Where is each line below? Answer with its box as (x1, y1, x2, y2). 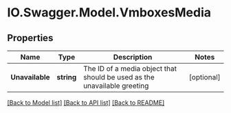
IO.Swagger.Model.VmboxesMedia (7, 5, 212, 21)
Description (113, 53, 153, 62)
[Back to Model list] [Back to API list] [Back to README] (7, 99, 165, 107)
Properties (7, 32, 54, 44)
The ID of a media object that (83, 64, 177, 73)
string (56, 73, 77, 81)
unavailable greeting (83, 81, 149, 90)
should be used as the (83, 73, 155, 81)
